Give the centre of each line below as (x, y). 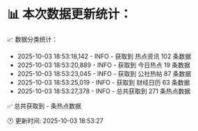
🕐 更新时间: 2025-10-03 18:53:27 (55, 121)
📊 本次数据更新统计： (69, 14)
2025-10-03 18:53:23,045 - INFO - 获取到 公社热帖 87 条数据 (104, 73)
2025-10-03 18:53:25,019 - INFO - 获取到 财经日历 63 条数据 (104, 82)
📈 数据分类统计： (32, 39)
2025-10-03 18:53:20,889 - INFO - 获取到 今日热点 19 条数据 (104, 65)
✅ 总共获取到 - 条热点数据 (44, 106)
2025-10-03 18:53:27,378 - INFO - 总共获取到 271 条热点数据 (104, 91)
